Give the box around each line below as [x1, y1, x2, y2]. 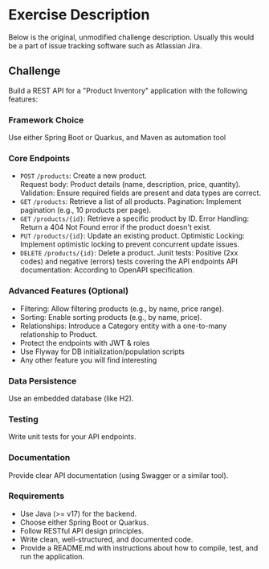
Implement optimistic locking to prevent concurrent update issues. [19, 239, 239, 249]
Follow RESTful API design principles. [19, 525, 145, 535]
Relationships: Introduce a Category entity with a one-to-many [19, 321, 227, 330]
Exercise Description [8, 6, 150, 24]
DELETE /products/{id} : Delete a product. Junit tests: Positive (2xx [19, 248, 238, 258]
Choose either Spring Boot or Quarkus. [19, 517, 149, 527]
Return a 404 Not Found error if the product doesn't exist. [19, 222, 212, 232]
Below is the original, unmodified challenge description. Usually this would [8, 32, 255, 42]
